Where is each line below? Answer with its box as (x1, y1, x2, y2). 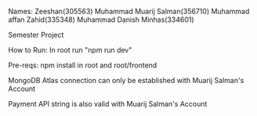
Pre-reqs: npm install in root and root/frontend (8, 60, 157, 70)
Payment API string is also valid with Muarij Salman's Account (8, 100, 208, 108)
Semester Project (8, 31, 64, 39)
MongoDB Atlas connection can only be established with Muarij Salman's (8, 76, 244, 85)
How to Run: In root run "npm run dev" (8, 45, 132, 54)
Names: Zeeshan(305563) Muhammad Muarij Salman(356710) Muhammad (8, 7, 250, 16)
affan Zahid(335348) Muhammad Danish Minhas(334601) (8, 15, 194, 24)
